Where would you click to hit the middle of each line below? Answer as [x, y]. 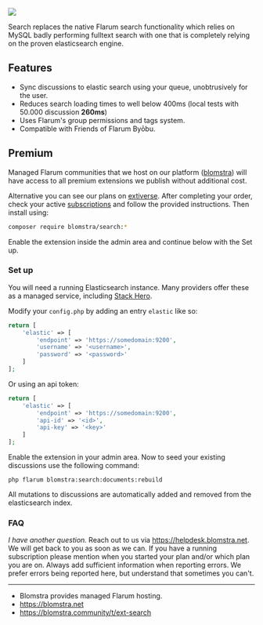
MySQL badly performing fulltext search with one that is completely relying [129, 35]
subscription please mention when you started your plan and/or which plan [129, 557]
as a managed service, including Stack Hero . [80, 296]
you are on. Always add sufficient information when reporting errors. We [124, 565]
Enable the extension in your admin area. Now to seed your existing [117, 457]
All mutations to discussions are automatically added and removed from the [130, 495]
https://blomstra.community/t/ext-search [85, 612]
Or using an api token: [44, 383]
